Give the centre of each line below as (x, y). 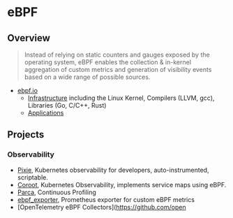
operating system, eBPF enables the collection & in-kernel (108, 62)
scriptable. (33, 177)
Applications (46, 113)
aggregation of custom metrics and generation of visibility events (118, 70)
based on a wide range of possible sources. (87, 77)
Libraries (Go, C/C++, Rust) (67, 105)
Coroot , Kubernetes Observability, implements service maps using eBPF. (122, 184)
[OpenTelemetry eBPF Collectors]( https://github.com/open (102, 207)
